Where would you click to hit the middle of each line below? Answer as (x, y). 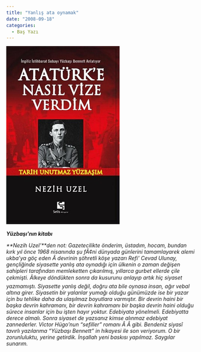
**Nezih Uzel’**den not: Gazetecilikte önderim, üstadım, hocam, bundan (97, 245)
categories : (21, 25)
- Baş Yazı (25, 32)
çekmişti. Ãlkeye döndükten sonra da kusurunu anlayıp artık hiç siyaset (94, 278)
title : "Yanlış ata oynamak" (42, 13)
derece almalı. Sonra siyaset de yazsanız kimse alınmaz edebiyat (87, 318)
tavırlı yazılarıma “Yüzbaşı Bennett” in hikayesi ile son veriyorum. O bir (93, 331)
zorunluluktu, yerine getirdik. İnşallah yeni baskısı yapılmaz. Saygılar (91, 337)
